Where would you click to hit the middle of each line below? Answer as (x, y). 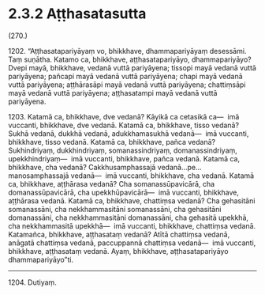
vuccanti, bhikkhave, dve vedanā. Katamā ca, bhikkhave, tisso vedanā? (123, 125)
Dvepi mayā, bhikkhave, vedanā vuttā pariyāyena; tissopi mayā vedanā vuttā (132, 67)
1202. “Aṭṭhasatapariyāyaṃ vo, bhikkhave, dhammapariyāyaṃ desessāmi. (127, 51)
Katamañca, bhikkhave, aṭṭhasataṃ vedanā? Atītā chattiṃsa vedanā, (119, 234)
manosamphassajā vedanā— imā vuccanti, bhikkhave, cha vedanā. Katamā (131, 176)
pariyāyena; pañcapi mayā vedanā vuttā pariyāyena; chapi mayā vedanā (125, 76)
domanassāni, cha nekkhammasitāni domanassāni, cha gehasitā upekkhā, (129, 217)
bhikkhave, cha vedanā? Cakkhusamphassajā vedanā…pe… (105, 167)
